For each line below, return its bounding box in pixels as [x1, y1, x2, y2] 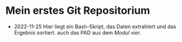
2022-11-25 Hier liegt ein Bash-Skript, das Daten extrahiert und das [13, 23, 177, 30]
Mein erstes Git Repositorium [5, 4, 150, 17]
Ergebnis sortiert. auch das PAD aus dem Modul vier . [13, 29, 142, 36]
